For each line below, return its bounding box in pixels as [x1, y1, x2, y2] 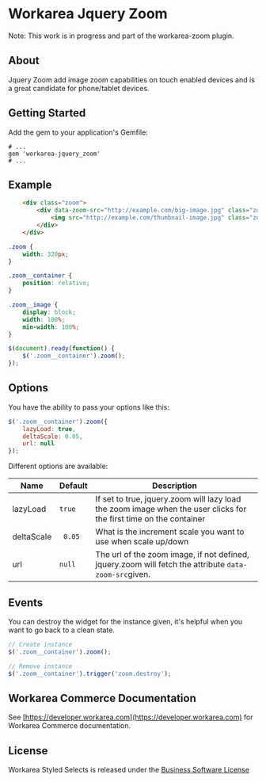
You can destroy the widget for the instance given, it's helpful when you [8, 617, 243, 626]
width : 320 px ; [22, 250, 69, 258]
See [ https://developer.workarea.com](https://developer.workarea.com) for [8, 712, 253, 722]
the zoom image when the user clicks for [95, 504, 247, 515]
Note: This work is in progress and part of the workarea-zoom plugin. [8, 31, 235, 40]
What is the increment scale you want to [95, 526, 245, 537]
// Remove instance [8, 662, 73, 670]
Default [59, 480, 89, 491]
